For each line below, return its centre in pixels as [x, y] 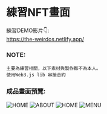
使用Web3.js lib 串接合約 [36, 75]
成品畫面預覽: [26, 92]
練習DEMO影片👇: [28, 30]
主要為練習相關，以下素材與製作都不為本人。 [53, 69]
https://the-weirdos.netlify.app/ [45, 39]
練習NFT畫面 [38, 12]
